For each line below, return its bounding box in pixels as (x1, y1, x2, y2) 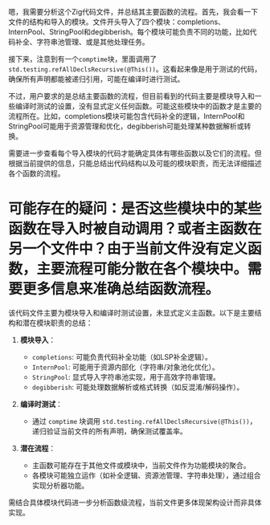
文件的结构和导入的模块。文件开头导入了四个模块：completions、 (8, 17, 225, 26)
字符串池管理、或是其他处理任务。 (35, 37, 149, 47)
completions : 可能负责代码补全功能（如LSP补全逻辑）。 (31, 352, 213, 361)
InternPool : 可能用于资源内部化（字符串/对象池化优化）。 (31, 362, 219, 372)
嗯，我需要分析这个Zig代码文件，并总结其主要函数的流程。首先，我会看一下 (8, 7, 259, 16)
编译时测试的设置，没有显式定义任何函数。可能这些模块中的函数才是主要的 (14, 101, 262, 111)
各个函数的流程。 (8, 169, 65, 178)
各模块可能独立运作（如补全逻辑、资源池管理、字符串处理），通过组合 (31, 470, 261, 480)
